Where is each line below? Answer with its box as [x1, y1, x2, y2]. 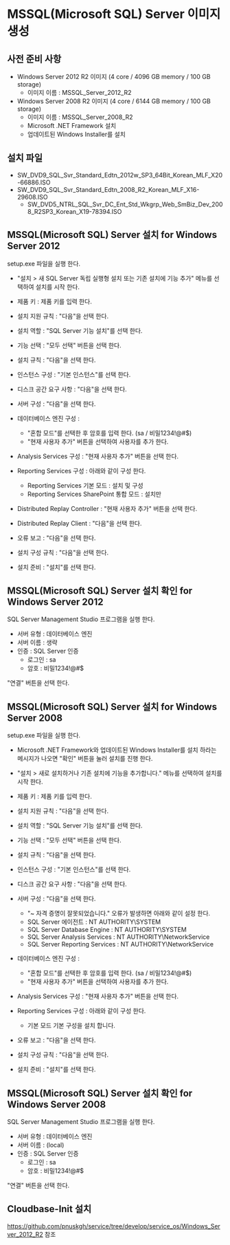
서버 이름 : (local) [16, 1141, 65, 1149]
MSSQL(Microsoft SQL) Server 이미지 [7, 6, 221, 22]
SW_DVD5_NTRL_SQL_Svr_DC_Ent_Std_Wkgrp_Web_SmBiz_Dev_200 [27, 200, 223, 208]
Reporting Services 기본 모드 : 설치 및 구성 [27, 481, 143, 489]
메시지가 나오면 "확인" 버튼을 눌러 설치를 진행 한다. [16, 755, 153, 763]
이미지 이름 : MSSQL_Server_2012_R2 [27, 89, 132, 96]
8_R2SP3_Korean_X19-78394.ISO [27, 207, 122, 215]
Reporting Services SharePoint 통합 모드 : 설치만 [27, 490, 161, 498]
